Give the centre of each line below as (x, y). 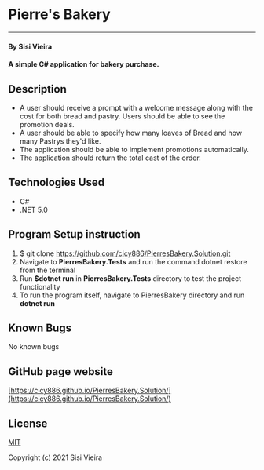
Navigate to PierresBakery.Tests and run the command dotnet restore (133, 261)
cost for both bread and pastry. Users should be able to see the (122, 116)
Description (37, 89)
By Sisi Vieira (30, 46)
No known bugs (34, 347)
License (28, 423)
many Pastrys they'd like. (60, 141)
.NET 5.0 (34, 209)
